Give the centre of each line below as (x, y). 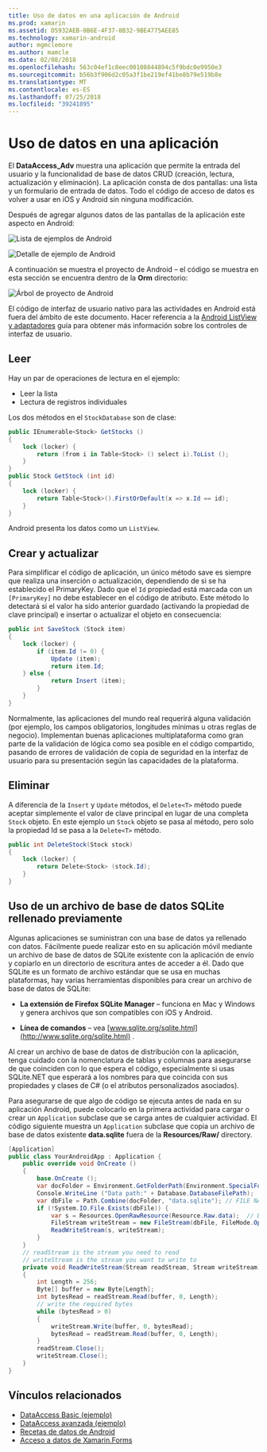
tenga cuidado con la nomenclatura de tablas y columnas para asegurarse (130, 1060)
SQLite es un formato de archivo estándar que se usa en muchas (114, 971)
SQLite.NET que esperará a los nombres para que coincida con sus (118, 1077)
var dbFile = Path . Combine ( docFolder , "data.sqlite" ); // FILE (143, 1201)
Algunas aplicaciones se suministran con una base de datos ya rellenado (128, 938)
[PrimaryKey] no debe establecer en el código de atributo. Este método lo (129, 598)
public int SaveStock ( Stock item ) (67, 629)
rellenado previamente (66, 919)
